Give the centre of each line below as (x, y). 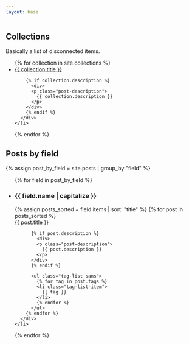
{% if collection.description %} (68, 81)
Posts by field (32, 154)
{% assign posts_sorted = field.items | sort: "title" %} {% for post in (99, 209)
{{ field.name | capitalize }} (55, 196)
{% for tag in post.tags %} (72, 281)
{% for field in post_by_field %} (53, 180)
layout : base (22, 12)
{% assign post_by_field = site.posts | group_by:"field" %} (78, 169)
